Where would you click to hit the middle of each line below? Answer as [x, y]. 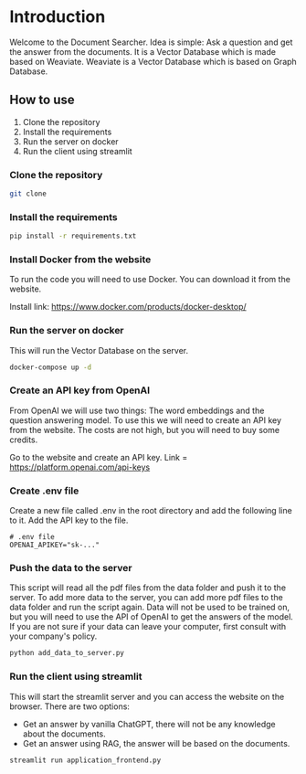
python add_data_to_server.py [67, 653]
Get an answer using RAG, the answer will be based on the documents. [156, 743]
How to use [42, 100]
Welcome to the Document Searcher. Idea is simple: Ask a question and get [151, 42]
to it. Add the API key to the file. [69, 520]
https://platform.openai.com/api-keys [80, 467]
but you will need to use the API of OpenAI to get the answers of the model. [152, 617]
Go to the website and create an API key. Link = [99, 457]
